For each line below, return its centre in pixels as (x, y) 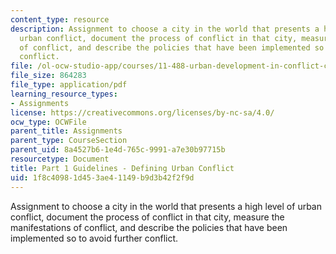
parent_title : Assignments (66, 131)
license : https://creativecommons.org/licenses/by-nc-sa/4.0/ (142, 112)
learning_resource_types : (64, 94)
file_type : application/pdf (69, 85)
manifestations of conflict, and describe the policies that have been (149, 227)
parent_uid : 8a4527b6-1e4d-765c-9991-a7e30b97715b (118, 150)
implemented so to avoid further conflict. (94, 238)
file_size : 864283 (48, 76)
